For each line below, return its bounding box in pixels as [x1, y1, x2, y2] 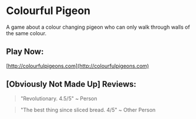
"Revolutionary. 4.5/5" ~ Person [20, 95, 97, 102]
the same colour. [6, 29, 47, 36]
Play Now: [6, 47, 44, 57]
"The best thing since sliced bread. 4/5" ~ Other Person [20, 106, 156, 113]
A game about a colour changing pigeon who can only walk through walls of [6, 23, 190, 30]
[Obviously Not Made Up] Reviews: [6, 79, 137, 89]
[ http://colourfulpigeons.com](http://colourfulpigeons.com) [6, 62, 150, 69]
